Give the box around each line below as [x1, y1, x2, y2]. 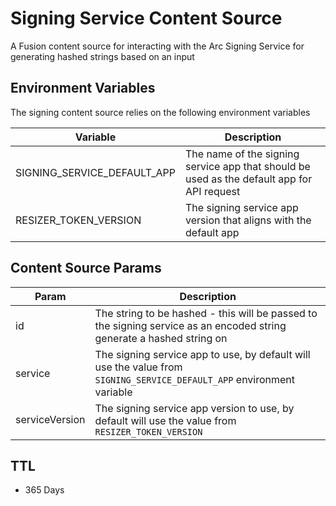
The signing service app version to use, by [94, 401, 295, 415]
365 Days [24, 484, 65, 496]
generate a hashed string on [94, 331, 228, 345]
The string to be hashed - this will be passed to [94, 306, 318, 320]
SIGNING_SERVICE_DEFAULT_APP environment [94, 372, 296, 386]
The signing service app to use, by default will [94, 347, 311, 361]
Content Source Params [10, 260, 162, 277]
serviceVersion [15, 412, 86, 426]
